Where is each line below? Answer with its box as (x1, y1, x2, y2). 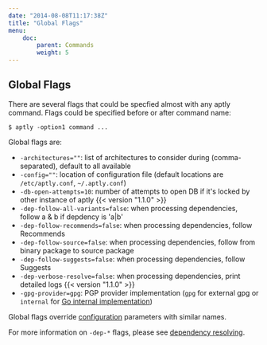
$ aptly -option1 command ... (8, 123, 109, 131)
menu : (8, 26, 26, 34)
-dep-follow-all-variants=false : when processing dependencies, (19, 203, 238, 213)
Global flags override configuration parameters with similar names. (8, 312, 226, 321)
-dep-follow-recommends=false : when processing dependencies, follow (19, 220, 253, 229)
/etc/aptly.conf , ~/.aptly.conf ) (19, 178, 127, 187)
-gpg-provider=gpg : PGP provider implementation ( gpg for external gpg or (19, 288, 259, 297)
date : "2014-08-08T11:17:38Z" (8, 11, 109, 20)
